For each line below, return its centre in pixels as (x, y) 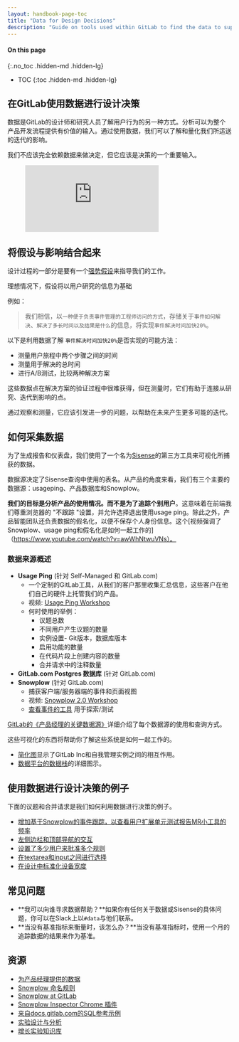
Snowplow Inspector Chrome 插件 (67, 1004)
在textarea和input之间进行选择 (62, 857)
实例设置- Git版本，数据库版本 (83, 638)
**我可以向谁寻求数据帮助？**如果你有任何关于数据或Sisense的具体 (116, 909)
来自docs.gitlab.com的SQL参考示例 (69, 1013)
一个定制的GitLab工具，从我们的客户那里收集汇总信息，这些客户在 (125, 585)
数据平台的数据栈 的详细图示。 (61, 764)
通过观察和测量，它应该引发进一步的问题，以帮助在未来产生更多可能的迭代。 (119, 413)
